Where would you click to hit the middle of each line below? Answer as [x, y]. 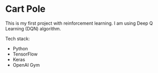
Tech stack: [17, 39]
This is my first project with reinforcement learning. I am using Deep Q [79, 23]
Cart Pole [26, 9]
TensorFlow [25, 54]
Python [20, 48]
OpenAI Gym [26, 65]
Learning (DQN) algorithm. [33, 28]
